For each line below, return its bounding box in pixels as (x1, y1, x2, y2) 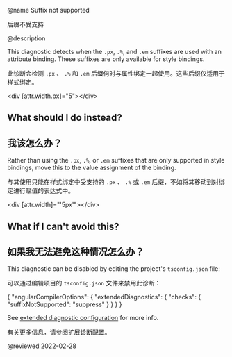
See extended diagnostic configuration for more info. (7, 314, 159, 322)
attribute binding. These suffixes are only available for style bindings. (7, 55, 205, 63)
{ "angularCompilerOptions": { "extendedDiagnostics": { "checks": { (7, 293, 201, 301)
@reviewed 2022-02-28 (7, 342, 76, 350)
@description (7, 34, 46, 42)
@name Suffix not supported (7, 6, 90, 14)
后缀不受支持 (7, 20, 44, 28)
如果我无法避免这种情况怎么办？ (7, 246, 144, 258)
